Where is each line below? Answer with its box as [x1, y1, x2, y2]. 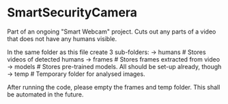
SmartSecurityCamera [7, 5, 138, 21]
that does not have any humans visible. [7, 34, 117, 42]
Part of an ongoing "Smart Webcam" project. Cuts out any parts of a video [7, 27, 216, 36]
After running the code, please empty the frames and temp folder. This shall [7, 83, 220, 91]
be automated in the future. [7, 90, 84, 99]
